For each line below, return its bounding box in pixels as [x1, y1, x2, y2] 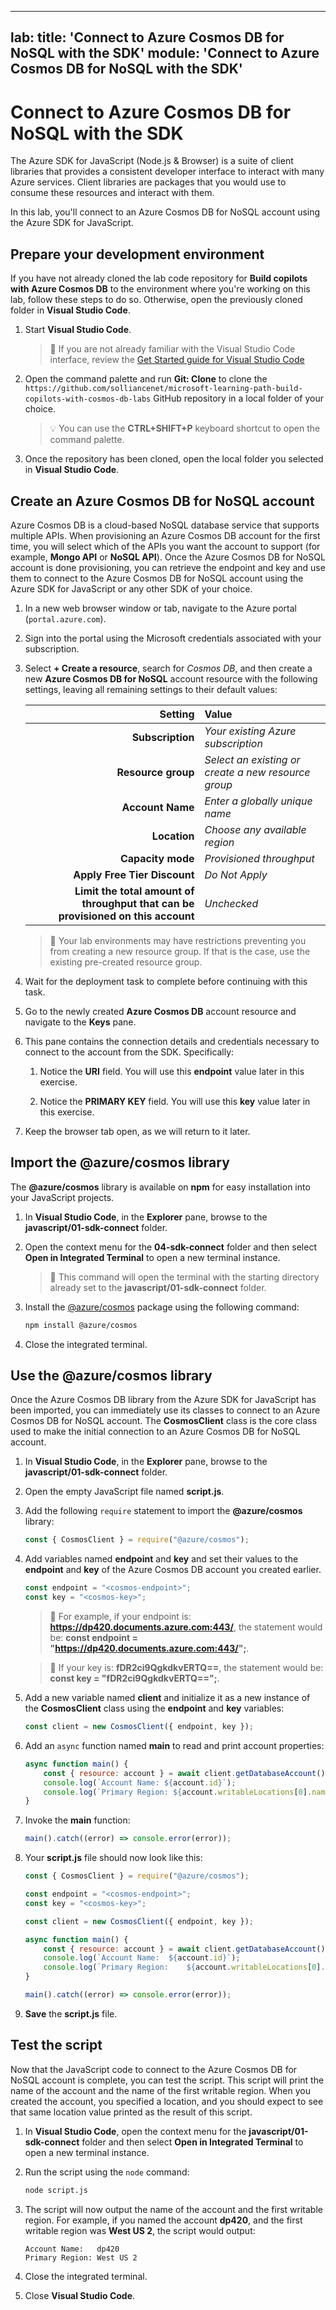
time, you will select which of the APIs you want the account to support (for [10, 540, 321, 552]
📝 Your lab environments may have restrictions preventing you [49, 934, 307, 946]
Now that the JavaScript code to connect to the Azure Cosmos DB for [10, 2063, 298, 2075]
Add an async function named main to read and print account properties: [24, 1739, 325, 1751]
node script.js [24, 2185, 89, 2195]
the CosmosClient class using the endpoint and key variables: [24, 1702, 285, 1715]
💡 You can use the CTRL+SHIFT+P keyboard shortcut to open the [49, 422, 321, 435]
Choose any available [204, 822, 307, 836]
